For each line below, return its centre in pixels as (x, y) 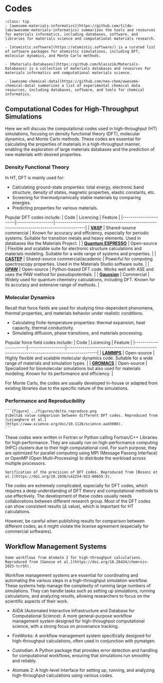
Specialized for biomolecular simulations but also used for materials (73, 369)
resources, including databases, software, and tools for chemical (75, 90)
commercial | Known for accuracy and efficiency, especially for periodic (77, 233)
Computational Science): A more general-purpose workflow (72, 616)
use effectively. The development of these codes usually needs (69, 496)
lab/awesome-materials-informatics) (42, 30)
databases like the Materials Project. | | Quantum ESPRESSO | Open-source (81, 243)
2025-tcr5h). (18, 566)
